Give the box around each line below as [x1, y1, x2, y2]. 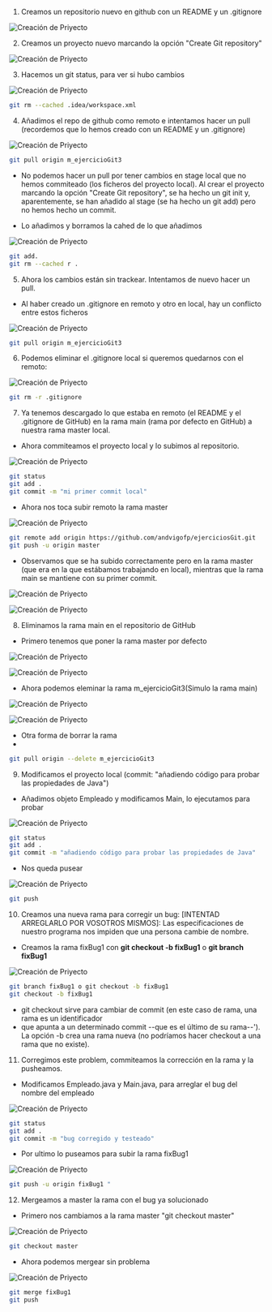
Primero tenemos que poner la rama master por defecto [20, 636, 207, 646]
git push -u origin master [9, 541, 100, 549]
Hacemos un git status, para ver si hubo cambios [20, 70, 185, 80]
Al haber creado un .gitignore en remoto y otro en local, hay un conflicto [20, 299, 262, 308]
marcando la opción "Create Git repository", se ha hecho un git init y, [20, 187, 251, 197]
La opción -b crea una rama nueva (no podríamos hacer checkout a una [20, 1030, 261, 1040]
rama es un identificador [20, 1013, 104, 1023]
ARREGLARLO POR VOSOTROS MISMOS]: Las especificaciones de [20, 918, 244, 927]
